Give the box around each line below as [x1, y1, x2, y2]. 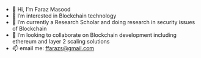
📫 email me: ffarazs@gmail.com [12, 45, 95, 51]
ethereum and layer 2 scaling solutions [12, 38, 110, 45]
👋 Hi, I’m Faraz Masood [12, 6, 71, 13]
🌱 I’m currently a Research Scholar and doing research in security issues [12, 19, 196, 25]
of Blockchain [12, 25, 47, 32]
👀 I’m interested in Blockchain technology [12, 12, 117, 19]
